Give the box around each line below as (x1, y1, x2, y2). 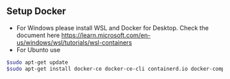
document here (16, 31, 60, 39)
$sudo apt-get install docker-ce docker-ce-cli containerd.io (6, 65, 188, 72)
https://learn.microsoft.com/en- (60, 31, 151, 39)
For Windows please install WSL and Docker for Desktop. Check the (16, 23, 209, 32)
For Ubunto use (16, 45, 61, 54)
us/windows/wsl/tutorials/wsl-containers (16, 38, 133, 47)
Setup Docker (6, 5, 67, 17)
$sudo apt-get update (6, 58, 69, 66)
